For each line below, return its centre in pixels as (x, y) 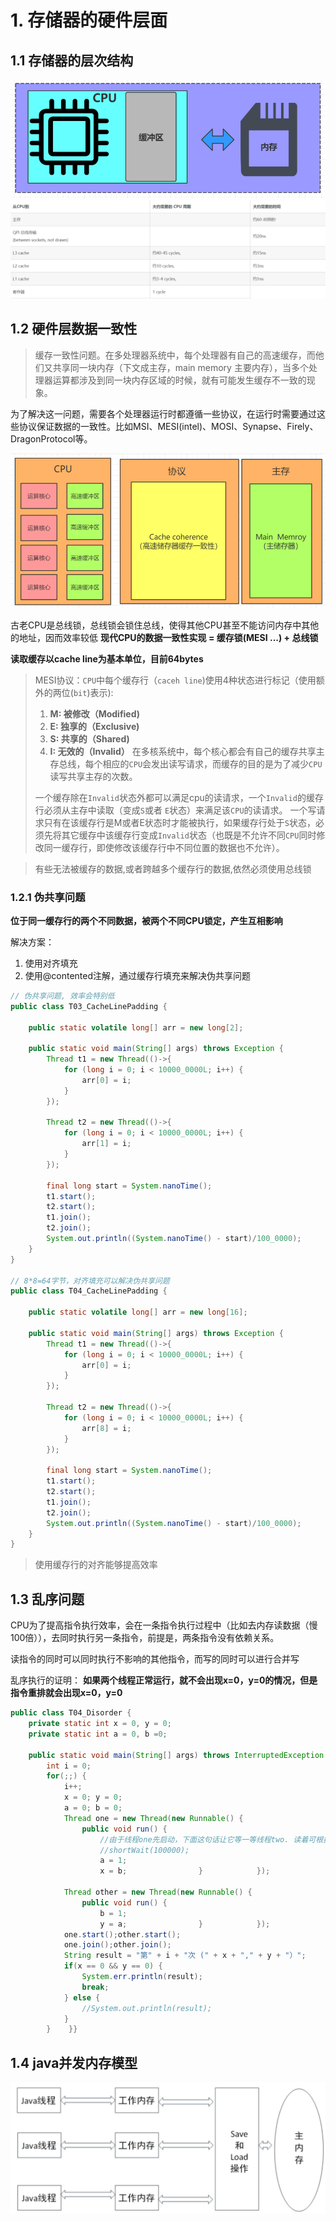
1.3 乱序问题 (47, 1599)
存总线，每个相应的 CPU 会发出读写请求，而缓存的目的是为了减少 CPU (186, 763)
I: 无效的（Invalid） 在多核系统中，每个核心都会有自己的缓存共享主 (187, 751)
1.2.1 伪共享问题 (48, 897)
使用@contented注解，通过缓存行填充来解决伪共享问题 (138, 975)
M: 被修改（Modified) (95, 713)
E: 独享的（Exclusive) (94, 726)
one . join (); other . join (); (117, 1945)
